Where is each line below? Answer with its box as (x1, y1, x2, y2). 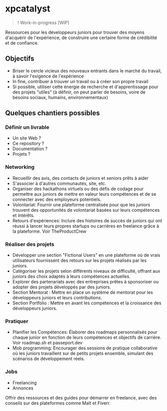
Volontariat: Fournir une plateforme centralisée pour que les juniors (12, 201, 151, 208)
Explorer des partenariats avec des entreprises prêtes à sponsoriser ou (12, 279, 159, 285)
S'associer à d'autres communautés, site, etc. (12, 180, 107, 186)
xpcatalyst (5, 3, 51, 15)
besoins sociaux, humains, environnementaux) (12, 94, 108, 100)
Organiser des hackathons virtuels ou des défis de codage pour (12, 186, 144, 192)
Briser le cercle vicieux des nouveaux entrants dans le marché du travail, (12, 68, 162, 74)
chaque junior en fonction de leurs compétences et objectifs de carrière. (12, 334, 162, 340)
